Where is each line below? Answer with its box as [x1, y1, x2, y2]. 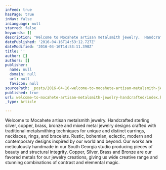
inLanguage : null [5, 21, 41, 26]
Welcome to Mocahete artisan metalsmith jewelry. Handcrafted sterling [5, 117, 150, 123]
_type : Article [5, 100, 37, 105]
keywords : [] [5, 30, 32, 35]
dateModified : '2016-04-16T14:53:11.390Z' [5, 44, 94, 49]
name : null [9, 67, 32, 72]
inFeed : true [5, 7, 32, 12]
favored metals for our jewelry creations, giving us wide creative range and [5, 154, 158, 160]
